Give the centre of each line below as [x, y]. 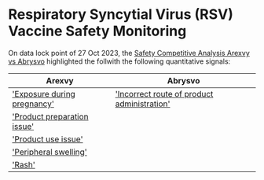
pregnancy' [33, 104]
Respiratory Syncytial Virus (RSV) [121, 15]
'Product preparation [50, 116]
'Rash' [24, 164]
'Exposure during [44, 94]
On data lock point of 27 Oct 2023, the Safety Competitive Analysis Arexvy [129, 53]
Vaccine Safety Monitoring [97, 31]
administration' [143, 104]
